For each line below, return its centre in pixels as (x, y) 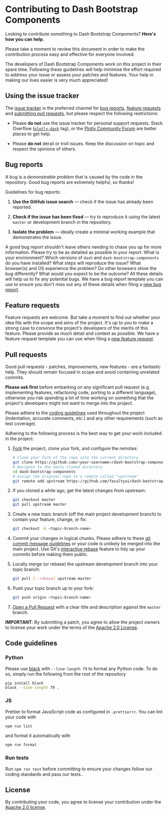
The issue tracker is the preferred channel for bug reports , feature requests (83, 108)
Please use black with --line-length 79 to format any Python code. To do (81, 668)
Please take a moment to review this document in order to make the (75, 49)
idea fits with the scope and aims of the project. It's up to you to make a (79, 323)
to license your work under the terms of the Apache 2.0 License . (72, 627)
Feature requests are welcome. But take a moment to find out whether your (83, 317)
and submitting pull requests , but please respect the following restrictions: (82, 113)
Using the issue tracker (42, 96)
